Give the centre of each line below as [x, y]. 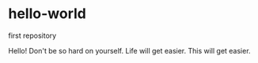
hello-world [47, 14]
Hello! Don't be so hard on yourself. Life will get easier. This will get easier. [129, 50]
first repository [32, 35]
